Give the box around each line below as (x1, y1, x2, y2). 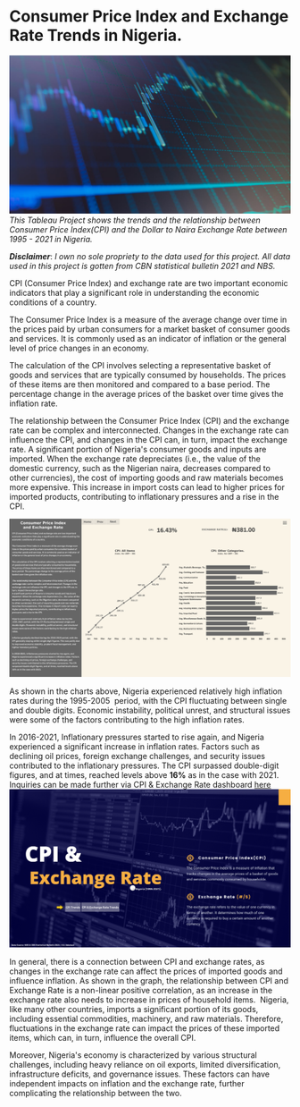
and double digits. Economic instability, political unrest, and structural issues (9, 705, 291, 716)
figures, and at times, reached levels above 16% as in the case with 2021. (9, 770, 279, 781)
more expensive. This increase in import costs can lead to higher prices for (9, 482, 286, 493)
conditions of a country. (9, 297, 97, 308)
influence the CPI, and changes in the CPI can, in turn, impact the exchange (9, 435, 287, 445)
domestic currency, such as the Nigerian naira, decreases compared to (9, 463, 271, 474)
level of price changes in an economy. (9, 342, 150, 354)
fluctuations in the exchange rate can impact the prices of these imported (9, 1023, 280, 1034)
